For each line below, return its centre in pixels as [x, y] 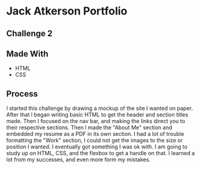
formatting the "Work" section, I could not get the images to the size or [94, 141]
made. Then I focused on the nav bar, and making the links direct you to [96, 121]
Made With [27, 53]
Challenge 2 [29, 33]
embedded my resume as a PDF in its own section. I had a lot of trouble [95, 134]
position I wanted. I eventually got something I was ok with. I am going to [97, 147]
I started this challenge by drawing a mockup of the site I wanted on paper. [100, 108]
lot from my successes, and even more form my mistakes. [78, 160]
